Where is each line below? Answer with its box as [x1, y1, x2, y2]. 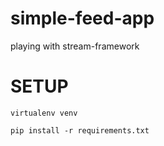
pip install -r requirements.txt [10, 125, 150, 136]
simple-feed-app [10, 7, 155, 30]
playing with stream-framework [10, 40, 140, 52]
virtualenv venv [10, 108, 78, 118]
